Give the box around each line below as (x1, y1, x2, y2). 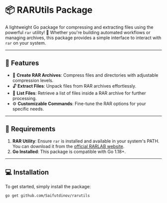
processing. (12, 95, 37, 101)
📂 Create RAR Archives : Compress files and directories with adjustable (12, 72, 159, 78)
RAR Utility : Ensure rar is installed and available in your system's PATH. (12, 138, 160, 144)
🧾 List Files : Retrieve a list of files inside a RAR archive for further (12, 90, 146, 96)
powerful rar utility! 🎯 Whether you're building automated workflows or (5, 29, 151, 35)
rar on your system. (5, 40, 46, 46)
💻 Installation (5, 168, 49, 176)
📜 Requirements (5, 125, 56, 133)
